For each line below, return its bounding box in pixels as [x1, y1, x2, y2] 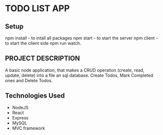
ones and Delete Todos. [5, 77, 53, 83]
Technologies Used [5, 92, 65, 100]
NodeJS [12, 104, 29, 110]
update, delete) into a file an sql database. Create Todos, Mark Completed [5, 72, 153, 78]
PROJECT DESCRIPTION [5, 54, 80, 63]
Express [12, 115, 29, 120]
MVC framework [12, 125, 45, 131]
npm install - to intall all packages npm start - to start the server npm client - [5, 35, 158, 41]
